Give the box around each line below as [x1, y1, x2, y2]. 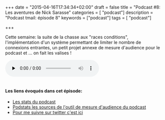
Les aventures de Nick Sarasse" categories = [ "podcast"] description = [5, 9, 153, 15]
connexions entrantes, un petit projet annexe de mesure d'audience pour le [5, 45, 160, 50]
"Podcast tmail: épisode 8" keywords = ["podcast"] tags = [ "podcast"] [5, 15, 151, 20]
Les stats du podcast [12, 99, 56, 105]
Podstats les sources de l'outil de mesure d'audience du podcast [12, 104, 146, 110]
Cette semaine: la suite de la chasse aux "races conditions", [5, 34, 128, 40]
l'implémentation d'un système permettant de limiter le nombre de [5, 39, 141, 45]
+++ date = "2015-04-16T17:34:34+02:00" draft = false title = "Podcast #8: [5, 4, 161, 10]
